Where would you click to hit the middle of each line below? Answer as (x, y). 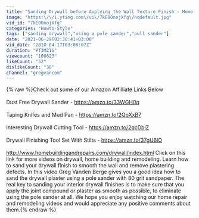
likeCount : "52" (26, 61)
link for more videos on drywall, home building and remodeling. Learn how (97, 159)
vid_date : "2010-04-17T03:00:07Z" (49, 45)
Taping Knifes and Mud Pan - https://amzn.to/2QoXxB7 (74, 115)
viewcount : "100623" (32, 56)
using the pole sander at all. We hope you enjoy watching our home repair (97, 197)
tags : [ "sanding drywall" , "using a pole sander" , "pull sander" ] (88, 34)
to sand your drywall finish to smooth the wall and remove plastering (90, 166)
